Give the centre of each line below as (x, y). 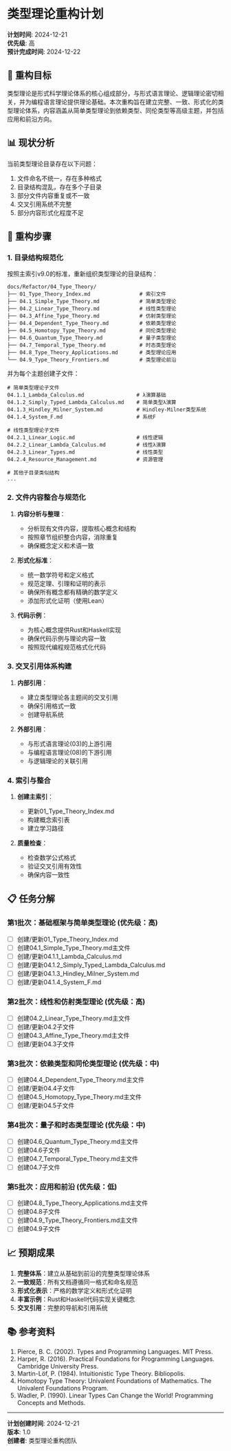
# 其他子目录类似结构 (33, 473)
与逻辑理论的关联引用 (57, 761)
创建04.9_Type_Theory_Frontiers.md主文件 (78, 1220)
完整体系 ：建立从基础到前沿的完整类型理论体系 (83, 1274)
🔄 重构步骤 (29, 236)
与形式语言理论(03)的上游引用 (69, 744)
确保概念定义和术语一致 (60, 545)
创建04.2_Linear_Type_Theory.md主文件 (74, 1018)
